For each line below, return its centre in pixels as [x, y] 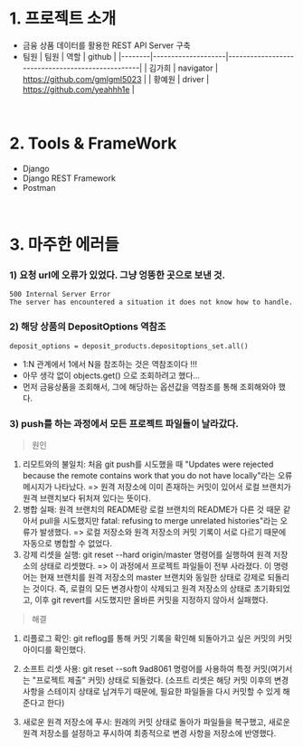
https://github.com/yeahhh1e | [79, 89]
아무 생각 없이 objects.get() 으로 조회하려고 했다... [111, 375]
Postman [39, 187]
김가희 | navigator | [184, 68]
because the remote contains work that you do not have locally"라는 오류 [157, 475]
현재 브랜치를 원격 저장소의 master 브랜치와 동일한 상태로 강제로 [152, 577]
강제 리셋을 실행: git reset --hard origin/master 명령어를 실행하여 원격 [147, 554]
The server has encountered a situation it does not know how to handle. [151, 303]
